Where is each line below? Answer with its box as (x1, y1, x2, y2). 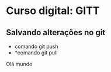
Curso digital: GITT (6, 4, 100, 18)
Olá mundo (6, 60, 33, 67)
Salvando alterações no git (6, 28, 106, 37)
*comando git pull (14, 49, 58, 56)
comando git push (14, 43, 58, 50)
